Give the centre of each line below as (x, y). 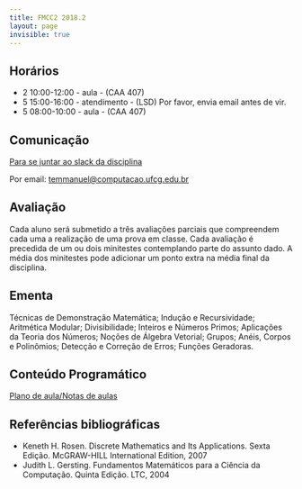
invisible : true (40, 34)
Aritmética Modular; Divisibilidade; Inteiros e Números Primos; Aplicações (146, 327)
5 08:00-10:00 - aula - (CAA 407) (84, 112)
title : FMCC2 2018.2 (48, 18)
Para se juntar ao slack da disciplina (76, 162)
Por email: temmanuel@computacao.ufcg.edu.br (99, 179)
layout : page (34, 26)
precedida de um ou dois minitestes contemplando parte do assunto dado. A (151, 248)
